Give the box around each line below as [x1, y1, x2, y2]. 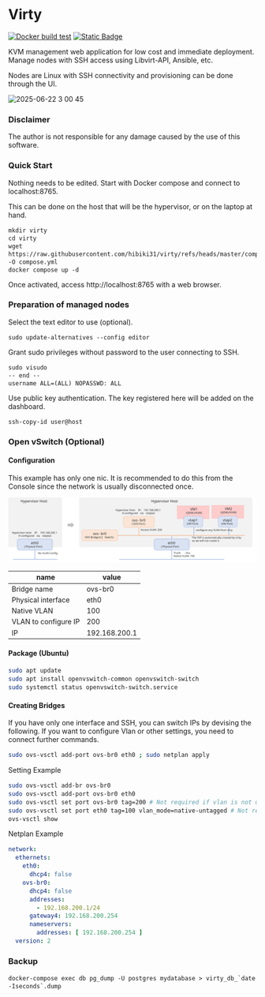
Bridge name [11, 584, 54, 594]
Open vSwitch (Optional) [8, 436, 105, 447]
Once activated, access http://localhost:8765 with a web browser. [8, 279, 222, 289]
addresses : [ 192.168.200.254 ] [36, 929, 144, 937]
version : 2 [15, 937, 51, 945]
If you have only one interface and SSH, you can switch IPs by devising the [8, 718, 252, 728]
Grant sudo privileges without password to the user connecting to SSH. [8, 347, 240, 357]
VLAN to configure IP [11, 617, 80, 627]
